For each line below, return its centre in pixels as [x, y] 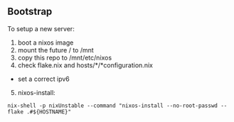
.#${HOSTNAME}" [49, 112]
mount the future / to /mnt [55, 50]
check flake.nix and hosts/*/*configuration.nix [85, 65]
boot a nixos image [46, 43]
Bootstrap [30, 12]
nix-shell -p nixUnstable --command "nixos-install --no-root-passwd [113, 106]
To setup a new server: [41, 28]
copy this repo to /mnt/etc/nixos [65, 57]
